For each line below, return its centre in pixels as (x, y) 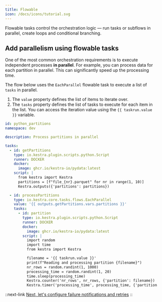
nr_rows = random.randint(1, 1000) (62, 267)
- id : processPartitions (34, 195)
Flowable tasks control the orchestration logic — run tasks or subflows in (78, 28)
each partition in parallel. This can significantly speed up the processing (77, 70)
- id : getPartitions (30, 150)
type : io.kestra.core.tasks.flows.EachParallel (63, 200)
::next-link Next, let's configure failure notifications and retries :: (69, 295)
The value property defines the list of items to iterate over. (70, 100)
